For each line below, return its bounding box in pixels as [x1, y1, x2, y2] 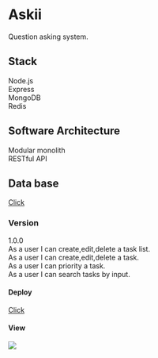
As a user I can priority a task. [8, 260, 106, 271]
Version [8, 217, 39, 229]
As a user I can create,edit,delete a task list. [8, 244, 151, 253]
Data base [8, 176, 59, 190]
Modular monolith [8, 145, 66, 155]
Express [8, 84, 35, 94]
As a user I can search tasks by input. [8, 269, 130, 279]
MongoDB [8, 93, 41, 102]
